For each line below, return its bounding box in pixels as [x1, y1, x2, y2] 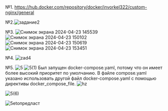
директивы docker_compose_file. [5, 81, 76, 87]
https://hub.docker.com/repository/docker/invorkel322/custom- [14, 4, 147, 10]
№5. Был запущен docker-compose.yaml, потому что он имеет [5, 65, 163, 71]
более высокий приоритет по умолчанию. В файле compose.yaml [5, 70, 147, 76]
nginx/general [5, 10, 34, 16]
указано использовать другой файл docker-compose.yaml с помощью [5, 75, 157, 82]
